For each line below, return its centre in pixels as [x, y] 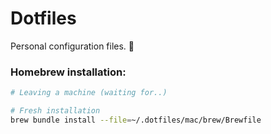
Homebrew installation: [68, 72]
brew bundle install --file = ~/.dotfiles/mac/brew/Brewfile [136, 120]
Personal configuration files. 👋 [72, 46]
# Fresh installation [55, 111]
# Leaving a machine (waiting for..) [89, 93]
